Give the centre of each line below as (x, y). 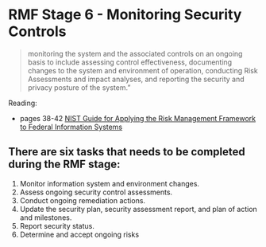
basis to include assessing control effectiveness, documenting (130, 62)
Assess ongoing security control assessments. (96, 192)
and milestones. (46, 218)
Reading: (23, 103)
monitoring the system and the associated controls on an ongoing (135, 53)
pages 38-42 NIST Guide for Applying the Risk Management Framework (138, 118)
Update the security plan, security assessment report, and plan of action (139, 209)
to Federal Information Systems (71, 127)
